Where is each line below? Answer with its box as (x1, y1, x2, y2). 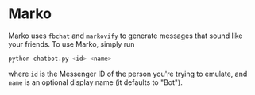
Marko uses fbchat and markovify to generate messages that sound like (8, 31, 243, 40)
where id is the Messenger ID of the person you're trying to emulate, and (8, 69, 248, 78)
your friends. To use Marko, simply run (8, 39, 135, 48)
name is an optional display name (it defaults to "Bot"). (8, 77, 183, 87)
